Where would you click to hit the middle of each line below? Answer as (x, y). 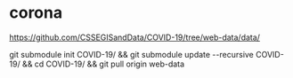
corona (36, 13)
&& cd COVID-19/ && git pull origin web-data (103, 64)
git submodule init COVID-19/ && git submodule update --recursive (131, 54)
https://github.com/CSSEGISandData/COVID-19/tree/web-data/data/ (135, 37)
